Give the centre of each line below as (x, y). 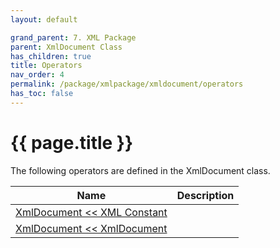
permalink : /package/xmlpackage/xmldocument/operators (127, 84)
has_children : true (51, 56)
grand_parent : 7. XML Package (73, 37)
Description (205, 195)
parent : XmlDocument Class (66, 47)
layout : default (44, 19)
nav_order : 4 (37, 75)
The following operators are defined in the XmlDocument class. (140, 170)
